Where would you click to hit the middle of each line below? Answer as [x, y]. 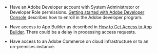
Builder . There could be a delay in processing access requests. [73, 32]
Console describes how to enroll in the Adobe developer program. [76, 17]
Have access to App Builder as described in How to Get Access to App [81, 27]
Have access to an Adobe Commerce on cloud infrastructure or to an [79, 41]
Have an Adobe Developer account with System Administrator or [75, 7]
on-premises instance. [32, 46]
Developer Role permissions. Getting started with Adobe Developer [77, 12]
